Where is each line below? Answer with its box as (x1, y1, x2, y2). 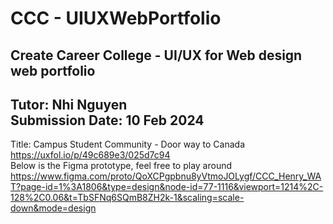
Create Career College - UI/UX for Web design (10, 47, 303, 64)
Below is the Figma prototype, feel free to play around (10, 160, 233, 172)
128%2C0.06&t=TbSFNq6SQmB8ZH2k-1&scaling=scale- (10, 192, 245, 204)
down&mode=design (10, 202, 97, 214)
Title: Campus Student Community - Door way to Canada (10, 138, 245, 151)
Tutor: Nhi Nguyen (10, 96, 128, 113)
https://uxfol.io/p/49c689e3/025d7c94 (10, 149, 171, 161)
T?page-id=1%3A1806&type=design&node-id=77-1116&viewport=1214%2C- (10, 181, 324, 193)
